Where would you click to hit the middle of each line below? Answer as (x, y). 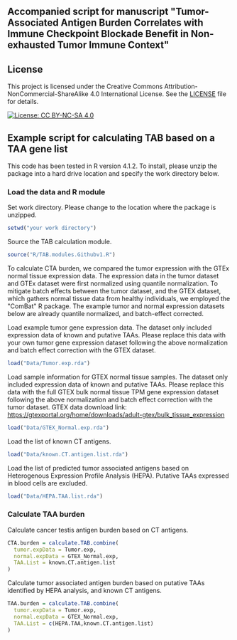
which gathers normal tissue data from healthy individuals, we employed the (119, 299)
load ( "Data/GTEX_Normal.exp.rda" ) (59, 427)
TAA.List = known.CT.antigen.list (65, 563)
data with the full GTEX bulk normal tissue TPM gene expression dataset (113, 392)
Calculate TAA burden (46, 514)
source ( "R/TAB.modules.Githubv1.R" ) (61, 255)
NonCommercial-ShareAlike (48, 94)
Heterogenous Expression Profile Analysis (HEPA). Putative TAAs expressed (118, 476)
